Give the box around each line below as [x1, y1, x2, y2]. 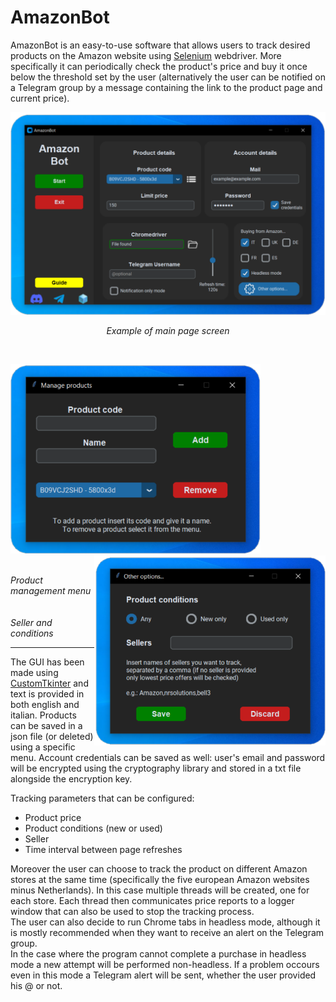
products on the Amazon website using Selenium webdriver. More [10, 49, 282, 61]
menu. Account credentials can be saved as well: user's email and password [10, 751, 326, 763]
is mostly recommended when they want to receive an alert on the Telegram [10, 926, 325, 938]
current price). [10, 92, 70, 104]
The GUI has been [10, 656, 85, 668]
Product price [24, 811, 82, 823]
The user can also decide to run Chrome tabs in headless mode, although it [10, 916, 321, 928]
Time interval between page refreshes [24, 843, 183, 855]
